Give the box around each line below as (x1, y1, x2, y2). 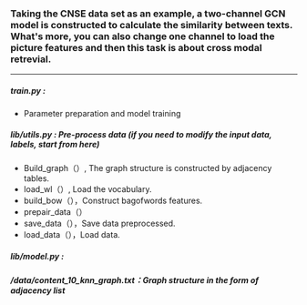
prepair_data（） (23, 207, 87, 218)
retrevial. (10, 53, 52, 66)
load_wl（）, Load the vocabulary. (23, 184, 152, 195)
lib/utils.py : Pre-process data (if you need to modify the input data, (10, 128, 272, 139)
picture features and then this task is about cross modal (10, 41, 262, 54)
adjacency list (10, 285, 66, 296)
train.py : (10, 85, 46, 96)
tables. (23, 173, 49, 184)
